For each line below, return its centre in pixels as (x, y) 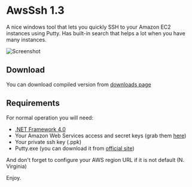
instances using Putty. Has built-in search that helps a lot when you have (96, 33)
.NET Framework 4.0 (40, 129)
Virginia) (16, 166)
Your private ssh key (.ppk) (48, 142)
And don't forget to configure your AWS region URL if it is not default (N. (95, 160)
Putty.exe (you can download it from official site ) (74, 148)
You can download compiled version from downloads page (79, 84)
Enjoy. (14, 177)
